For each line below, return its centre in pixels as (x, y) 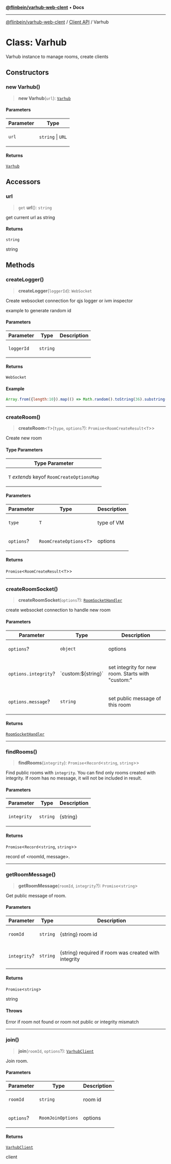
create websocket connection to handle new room (58, 610)
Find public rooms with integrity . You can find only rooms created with (81, 773)
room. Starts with (129, 673)
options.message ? (29, 701)
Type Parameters (24, 450)
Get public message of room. (36, 896)
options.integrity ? (32, 673)
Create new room (24, 438)
